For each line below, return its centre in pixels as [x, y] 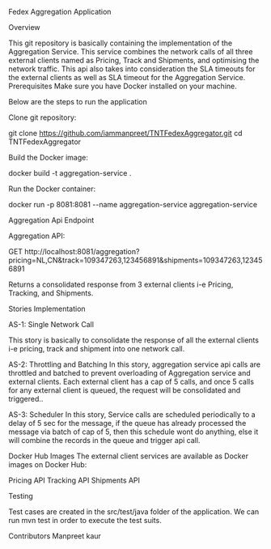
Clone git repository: [42, 117]
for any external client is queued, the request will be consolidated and [125, 390]
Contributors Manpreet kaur [55, 536]
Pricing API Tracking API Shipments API [74, 480]
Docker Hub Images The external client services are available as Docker [129, 456]
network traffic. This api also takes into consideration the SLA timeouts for [132, 69]
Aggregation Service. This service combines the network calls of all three [131, 51]
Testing [21, 496]
